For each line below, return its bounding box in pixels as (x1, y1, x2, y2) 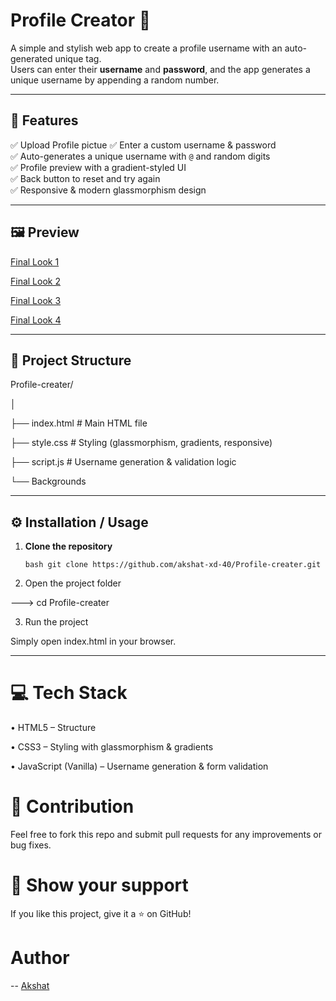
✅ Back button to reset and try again (10, 172, 161, 184)
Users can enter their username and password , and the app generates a (10, 63, 311, 75)
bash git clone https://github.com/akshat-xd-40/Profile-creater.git (24, 560, 322, 570)
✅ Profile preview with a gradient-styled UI (10, 161, 187, 173)
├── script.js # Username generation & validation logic (10, 456, 237, 468)
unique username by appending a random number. (10, 74, 220, 86)
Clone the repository (24, 540, 113, 553)
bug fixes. (10, 839, 52, 851)
